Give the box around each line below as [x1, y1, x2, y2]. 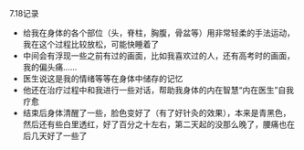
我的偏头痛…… [22, 62, 78, 72]
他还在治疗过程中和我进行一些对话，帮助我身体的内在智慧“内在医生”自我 [22, 85, 295, 95]
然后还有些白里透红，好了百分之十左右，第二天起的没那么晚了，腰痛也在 [22, 119, 295, 130]
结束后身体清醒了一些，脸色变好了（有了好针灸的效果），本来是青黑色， [22, 108, 291, 118]
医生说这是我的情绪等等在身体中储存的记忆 [22, 73, 183, 84]
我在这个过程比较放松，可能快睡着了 [22, 39, 160, 49]
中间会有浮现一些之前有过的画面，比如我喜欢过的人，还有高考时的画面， [22, 50, 295, 61]
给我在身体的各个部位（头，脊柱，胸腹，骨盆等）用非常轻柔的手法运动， [22, 27, 295, 38]
